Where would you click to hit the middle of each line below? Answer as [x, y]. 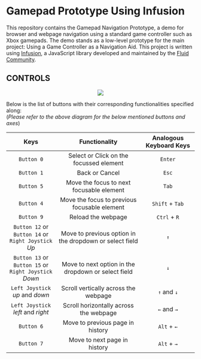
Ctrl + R [168, 217]
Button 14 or [31, 234]
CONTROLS [28, 78]
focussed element [98, 163]
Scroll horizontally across [98, 305]
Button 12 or [31, 227]
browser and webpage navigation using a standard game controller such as [99, 34]
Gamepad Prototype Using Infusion [96, 11]
